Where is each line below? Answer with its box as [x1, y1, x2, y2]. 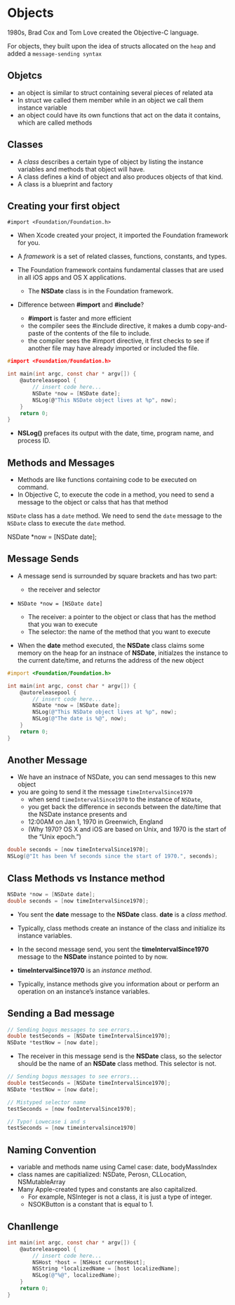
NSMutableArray [17, 1178, 66, 1186]
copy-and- [196, 322, 228, 330]
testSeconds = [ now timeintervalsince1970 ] [7, 1124, 137, 1132]
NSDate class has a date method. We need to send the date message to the [7, 511, 222, 520]
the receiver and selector [27, 585, 101, 594]
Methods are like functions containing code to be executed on [17, 476, 197, 484]
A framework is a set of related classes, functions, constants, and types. [17, 252, 227, 261]
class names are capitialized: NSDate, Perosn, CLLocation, [17, 1170, 187, 1179]
